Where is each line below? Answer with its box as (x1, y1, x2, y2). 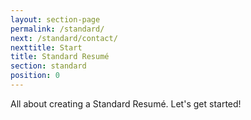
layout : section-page (10, 14, 101, 25)
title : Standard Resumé (10, 52, 110, 62)
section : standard (10, 61, 87, 71)
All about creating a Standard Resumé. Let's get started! (10, 97, 242, 110)
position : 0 (10, 71, 60, 81)
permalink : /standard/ (10, 24, 105, 34)
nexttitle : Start (10, 42, 83, 53)
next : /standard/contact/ (10, 33, 118, 43)
